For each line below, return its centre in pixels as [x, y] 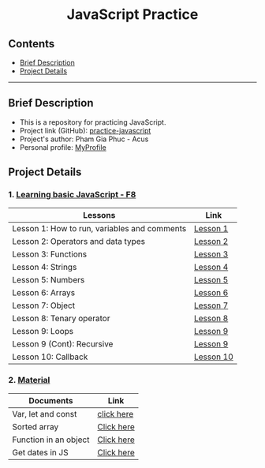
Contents [32, 44]
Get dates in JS [40, 452]
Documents [51, 400]
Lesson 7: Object [44, 305]
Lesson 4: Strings [45, 267]
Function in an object [51, 440]
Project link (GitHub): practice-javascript [85, 130]
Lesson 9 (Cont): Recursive [63, 343]
